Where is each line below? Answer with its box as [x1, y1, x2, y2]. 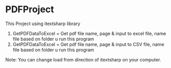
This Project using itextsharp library [5, 20, 80, 27]
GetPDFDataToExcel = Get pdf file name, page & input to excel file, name [12, 30, 166, 36]
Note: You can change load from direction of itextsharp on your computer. [5, 56, 161, 62]
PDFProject [5, 4, 54, 15]
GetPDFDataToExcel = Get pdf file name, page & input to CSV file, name [12, 41, 165, 47]
